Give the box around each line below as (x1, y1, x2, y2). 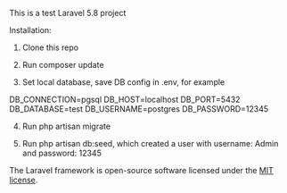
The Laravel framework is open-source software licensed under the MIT (9, 165, 275, 175)
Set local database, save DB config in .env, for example (21, 77, 225, 88)
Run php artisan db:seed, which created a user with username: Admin (21, 138, 279, 148)
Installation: (9, 25, 52, 35)
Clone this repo (21, 42, 78, 53)
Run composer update (21, 60, 104, 70)
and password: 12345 (21, 147, 102, 158)
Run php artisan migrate (21, 121, 111, 131)
